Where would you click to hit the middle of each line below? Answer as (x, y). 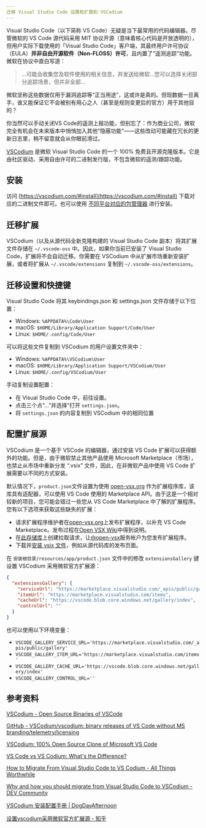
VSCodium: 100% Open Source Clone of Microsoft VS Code (82, 744)
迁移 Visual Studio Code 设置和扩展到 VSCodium (64, 12)
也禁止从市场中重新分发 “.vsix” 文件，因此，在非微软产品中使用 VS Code (97, 465)
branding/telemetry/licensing (43, 732)
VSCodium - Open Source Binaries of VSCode (65, 714)
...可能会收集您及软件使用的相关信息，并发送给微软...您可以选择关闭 (106, 74)
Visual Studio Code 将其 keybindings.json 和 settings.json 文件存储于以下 (99, 301)
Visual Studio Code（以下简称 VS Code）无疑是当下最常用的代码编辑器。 (99, 30)
